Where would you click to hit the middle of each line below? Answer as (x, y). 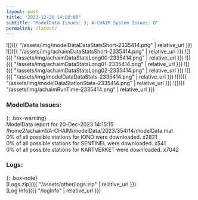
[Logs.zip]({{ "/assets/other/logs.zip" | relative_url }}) (71, 184)
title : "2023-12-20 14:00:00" (44, 17)
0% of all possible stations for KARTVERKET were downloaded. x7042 (92, 149)
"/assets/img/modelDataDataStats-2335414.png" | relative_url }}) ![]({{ (100, 77)
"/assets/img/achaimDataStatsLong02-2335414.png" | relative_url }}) (99, 71)
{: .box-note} (22, 178)
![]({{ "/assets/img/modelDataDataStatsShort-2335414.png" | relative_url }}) (99, 45)
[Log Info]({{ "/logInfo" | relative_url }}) (54, 190)
